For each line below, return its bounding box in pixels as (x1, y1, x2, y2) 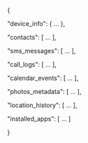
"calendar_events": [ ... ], (7, 74, 79, 82)
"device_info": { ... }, (7, 20, 66, 27)
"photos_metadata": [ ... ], (7, 88, 82, 95)
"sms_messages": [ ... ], (7, 47, 76, 55)
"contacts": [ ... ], (7, 33, 57, 41)
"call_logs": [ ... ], (7, 60, 57, 69)
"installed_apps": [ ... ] (7, 115, 71, 123)
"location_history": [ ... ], (7, 101, 78, 109)
